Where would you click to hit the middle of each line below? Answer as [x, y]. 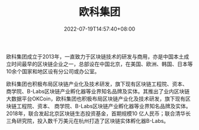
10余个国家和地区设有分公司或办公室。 [53, 71]
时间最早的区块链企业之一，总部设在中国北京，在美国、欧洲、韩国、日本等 [102, 64]
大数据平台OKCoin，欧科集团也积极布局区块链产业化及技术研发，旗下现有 [96, 99]
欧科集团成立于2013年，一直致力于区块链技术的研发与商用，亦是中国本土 [95, 56]
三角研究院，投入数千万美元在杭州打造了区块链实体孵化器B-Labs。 [88, 121]
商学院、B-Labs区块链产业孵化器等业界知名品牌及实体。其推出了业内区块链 [98, 91]
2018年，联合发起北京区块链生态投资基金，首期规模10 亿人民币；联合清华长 [99, 113]
